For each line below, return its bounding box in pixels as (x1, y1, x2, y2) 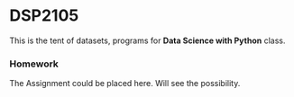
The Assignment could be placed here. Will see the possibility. (9, 78, 241, 89)
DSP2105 (9, 5, 79, 26)
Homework (9, 57, 59, 70)
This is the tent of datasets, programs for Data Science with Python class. (9, 35, 286, 46)
